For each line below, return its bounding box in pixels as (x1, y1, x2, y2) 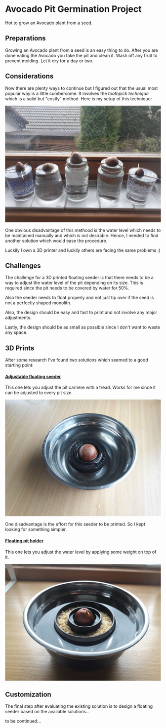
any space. (5, 329, 28, 335)
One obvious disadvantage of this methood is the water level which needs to (5, 227, 161, 233)
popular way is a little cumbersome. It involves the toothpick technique (5, 90, 149, 96)
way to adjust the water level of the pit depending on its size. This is (5, 280, 143, 286)
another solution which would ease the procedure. (5, 238, 108, 243)
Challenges (5, 261, 41, 270)
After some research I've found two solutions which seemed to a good (5, 357, 148, 363)
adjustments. (5, 315, 32, 321)
